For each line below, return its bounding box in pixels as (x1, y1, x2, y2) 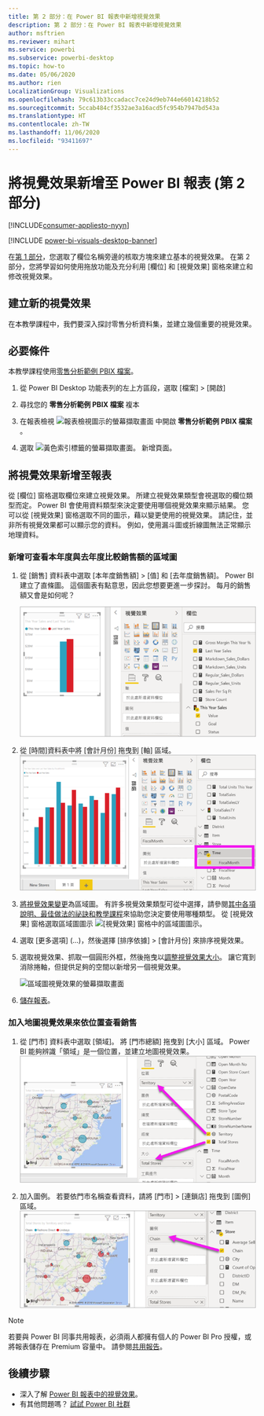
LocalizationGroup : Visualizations (8, 87, 125, 95)
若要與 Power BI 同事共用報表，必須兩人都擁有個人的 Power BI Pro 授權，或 (8, 1332, 252, 1341)
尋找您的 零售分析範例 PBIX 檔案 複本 (19, 400, 140, 409)
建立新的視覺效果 (8, 297, 91, 310)
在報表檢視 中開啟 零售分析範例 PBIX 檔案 (19, 416, 253, 426)
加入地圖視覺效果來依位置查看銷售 (8, 1018, 137, 1029)
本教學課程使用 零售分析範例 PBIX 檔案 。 (8, 366, 138, 376)
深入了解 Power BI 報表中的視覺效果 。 (19, 1389, 143, 1399)
